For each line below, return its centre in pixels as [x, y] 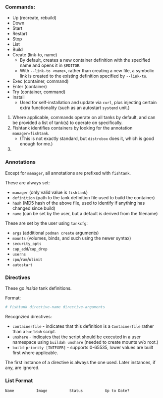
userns [19, 254]
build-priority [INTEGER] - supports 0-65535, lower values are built [83, 347]
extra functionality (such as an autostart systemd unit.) [75, 108]
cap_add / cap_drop [30, 249]
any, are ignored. [22, 368]
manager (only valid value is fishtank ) [50, 192]
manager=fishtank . [31, 133]
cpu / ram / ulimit [27, 259]
